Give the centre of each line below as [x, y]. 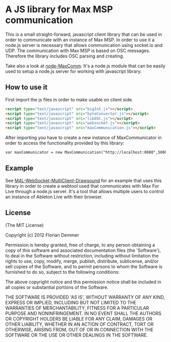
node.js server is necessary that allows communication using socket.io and [84, 45]
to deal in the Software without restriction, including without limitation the [82, 255]
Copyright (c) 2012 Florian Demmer [42, 235]
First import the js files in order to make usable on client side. [69, 99]
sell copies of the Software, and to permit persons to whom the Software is [84, 267]
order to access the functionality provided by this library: [65, 143]
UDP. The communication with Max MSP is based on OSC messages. [78, 50]
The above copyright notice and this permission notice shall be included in [83, 282]
